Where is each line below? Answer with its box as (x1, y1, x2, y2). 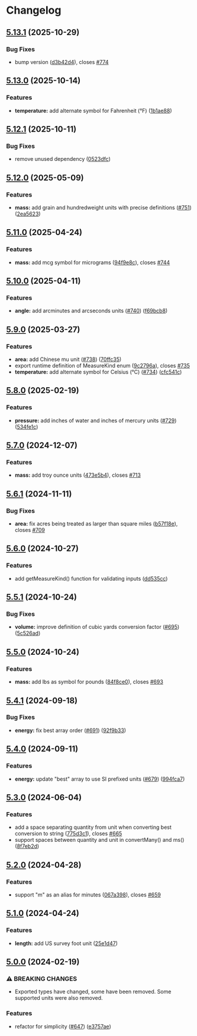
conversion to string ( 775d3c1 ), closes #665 (14, 830, 122, 837)
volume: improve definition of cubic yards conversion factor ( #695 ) (14, 623, 180, 631)
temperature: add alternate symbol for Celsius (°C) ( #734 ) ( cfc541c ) (14, 369, 182, 375)
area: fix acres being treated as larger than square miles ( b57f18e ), (14, 520, 178, 527)
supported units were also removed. (14, 994, 103, 1002)
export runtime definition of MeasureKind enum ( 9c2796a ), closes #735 (14, 362, 190, 369)
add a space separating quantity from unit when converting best (14, 823, 172, 831)
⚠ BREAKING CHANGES (6, 974, 77, 983)
